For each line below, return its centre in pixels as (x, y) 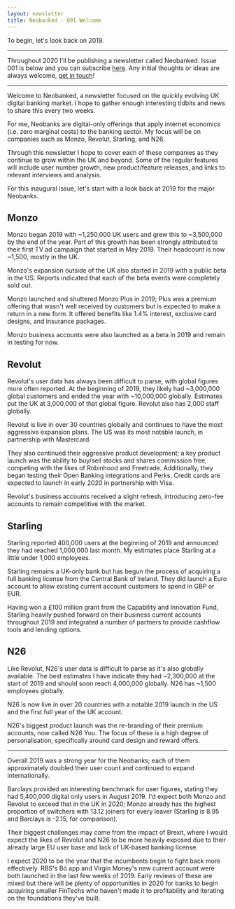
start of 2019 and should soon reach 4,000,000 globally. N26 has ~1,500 (112, 683)
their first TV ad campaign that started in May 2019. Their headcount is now (116, 250)
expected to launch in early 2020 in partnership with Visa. (91, 483)
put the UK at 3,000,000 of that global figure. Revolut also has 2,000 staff (113, 404)
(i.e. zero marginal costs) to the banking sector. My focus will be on (104, 131)
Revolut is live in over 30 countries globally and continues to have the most (115, 425)
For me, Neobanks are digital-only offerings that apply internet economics (114, 124)
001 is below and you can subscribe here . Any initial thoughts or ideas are (114, 68)
